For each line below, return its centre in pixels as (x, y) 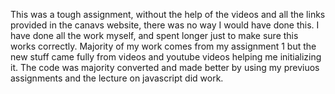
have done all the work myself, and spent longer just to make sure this (154, 35)
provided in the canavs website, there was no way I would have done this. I (165, 25)
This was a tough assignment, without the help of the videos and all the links (168, 14)
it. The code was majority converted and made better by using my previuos (165, 67)
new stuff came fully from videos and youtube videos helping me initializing (166, 57)
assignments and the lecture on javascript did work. (117, 78)
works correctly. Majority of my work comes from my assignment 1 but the (163, 46)
